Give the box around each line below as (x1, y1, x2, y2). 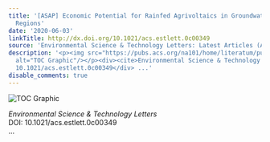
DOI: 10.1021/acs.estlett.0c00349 (8, 117, 118, 127)
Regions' (15, 19, 45, 27)
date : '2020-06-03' (8, 26, 74, 34)
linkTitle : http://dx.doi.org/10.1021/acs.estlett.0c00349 (8, 34, 211, 43)
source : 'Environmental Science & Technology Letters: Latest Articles (8, 42, 253, 50)
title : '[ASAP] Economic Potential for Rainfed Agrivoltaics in (8, 11, 228, 20)
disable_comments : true (8, 71, 88, 79)
